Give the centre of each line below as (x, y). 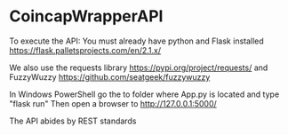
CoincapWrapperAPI (86, 16)
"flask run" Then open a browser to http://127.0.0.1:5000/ (113, 103)
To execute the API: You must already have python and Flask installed (136, 41)
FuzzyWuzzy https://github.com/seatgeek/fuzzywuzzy (110, 76)
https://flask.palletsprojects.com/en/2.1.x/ (85, 50)
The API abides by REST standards (73, 121)
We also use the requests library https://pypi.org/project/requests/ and (139, 67)
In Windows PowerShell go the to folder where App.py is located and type (144, 94)
